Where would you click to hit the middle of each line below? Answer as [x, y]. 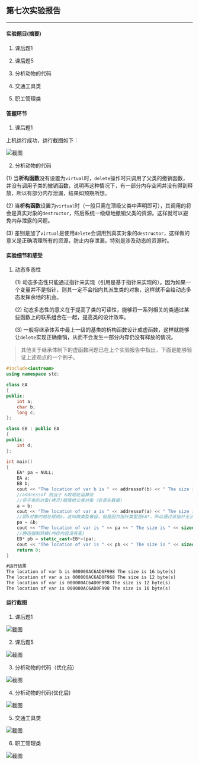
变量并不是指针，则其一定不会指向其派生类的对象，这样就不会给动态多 [105, 289]
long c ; [26, 413]
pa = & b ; [28, 522]
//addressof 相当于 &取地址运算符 [55, 495]
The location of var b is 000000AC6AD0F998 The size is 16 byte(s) [91, 572]
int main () [20, 462]
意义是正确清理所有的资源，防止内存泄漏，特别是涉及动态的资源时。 [89, 241]
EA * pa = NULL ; [36, 473]
